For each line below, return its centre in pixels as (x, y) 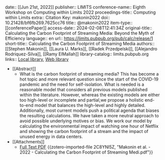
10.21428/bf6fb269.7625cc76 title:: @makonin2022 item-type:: (69, 23)
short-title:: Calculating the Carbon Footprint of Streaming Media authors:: (80, 43)
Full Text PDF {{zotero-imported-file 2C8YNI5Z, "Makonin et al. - (85, 147)
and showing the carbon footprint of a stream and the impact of (84, 131)
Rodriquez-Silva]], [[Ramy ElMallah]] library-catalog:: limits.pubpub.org (77, 54)
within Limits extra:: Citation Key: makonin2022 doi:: (58, 17)
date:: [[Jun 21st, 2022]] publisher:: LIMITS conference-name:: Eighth (75, 7)
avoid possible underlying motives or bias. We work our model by (86, 121)
